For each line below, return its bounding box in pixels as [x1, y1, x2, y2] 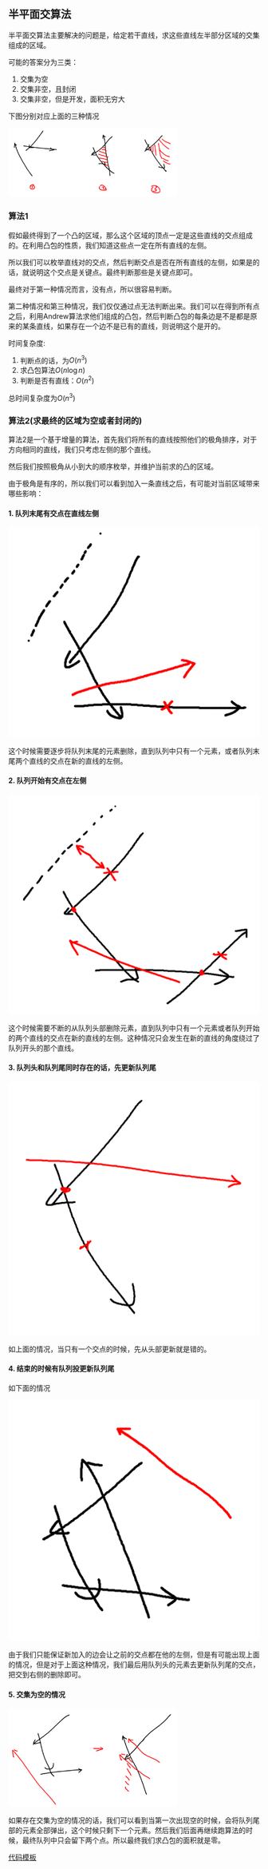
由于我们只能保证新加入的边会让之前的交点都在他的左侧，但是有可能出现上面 [8, 1650, 260, 1660]
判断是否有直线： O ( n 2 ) [19, 375, 95, 386]
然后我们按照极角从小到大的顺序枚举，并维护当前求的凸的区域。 [8, 462, 218, 471]
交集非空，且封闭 [19, 84, 77, 93]
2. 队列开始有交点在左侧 [8, 776, 87, 785]
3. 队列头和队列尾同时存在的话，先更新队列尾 [8, 1063, 157, 1073]
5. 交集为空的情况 [8, 1690, 65, 1699]
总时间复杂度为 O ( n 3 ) [8, 392, 76, 403]
